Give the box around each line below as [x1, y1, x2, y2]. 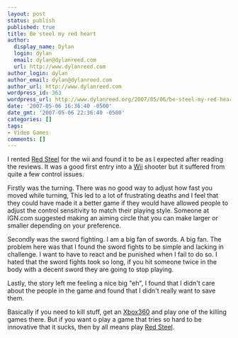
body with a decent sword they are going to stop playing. [7, 265, 174, 274]
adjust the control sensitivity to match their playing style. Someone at [7, 206, 210, 215]
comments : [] [7, 135, 46, 142]
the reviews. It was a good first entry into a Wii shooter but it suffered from [7, 162, 225, 171]
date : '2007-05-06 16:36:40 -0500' [7, 103, 113, 110]
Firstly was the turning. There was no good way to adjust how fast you [7, 184, 212, 192]
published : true [7, 23, 55, 30]
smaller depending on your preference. [7, 221, 122, 230]
